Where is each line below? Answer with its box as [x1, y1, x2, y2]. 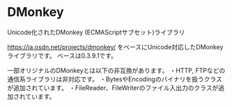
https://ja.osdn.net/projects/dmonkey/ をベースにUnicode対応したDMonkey [7, 42, 224, 51]
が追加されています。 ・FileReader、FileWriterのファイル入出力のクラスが [7, 83, 219, 92]
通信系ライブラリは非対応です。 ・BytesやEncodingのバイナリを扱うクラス [7, 74, 223, 83]
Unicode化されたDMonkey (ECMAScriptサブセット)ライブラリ [7, 28, 185, 36]
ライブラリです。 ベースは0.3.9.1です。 [7, 51, 117, 60]
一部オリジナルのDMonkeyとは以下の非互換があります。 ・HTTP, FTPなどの [7, 66, 226, 74]
